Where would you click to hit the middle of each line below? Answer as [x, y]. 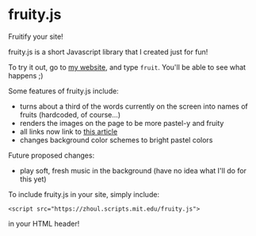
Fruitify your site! [36, 36]
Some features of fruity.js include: [63, 91]
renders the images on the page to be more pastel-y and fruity [122, 123]
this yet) [33, 179]
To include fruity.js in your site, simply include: [84, 194]
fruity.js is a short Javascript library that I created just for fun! [108, 51]
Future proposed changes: [52, 155]
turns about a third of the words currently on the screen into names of [134, 106]
